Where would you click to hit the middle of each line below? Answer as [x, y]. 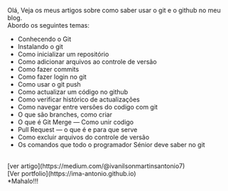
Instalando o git [40, 47]
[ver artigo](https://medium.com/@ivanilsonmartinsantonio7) [96, 166]
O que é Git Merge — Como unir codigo [76, 122]
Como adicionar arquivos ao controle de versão [87, 62]
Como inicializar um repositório [63, 54]
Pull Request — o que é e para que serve [77, 130]
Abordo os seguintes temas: [49, 25]
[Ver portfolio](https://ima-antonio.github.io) [72, 174]
